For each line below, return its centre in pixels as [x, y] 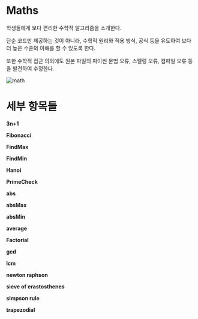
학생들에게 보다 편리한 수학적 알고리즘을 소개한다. [64, 28]
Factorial [17, 240]
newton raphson [27, 275]
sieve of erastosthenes [35, 287]
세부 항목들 [32, 107]
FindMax [17, 147]
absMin [16, 216]
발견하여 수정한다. [33, 68]
